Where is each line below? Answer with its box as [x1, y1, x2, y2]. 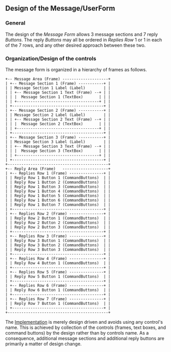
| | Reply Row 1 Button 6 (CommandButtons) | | [5, 198, 111, 203]
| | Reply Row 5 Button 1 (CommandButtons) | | [5, 274, 111, 279]
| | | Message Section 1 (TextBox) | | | [5, 94, 111, 100]
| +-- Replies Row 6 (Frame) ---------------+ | [5, 283, 111, 288]
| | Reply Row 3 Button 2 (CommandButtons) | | [5, 242, 111, 248]
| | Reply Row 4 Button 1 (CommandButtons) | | [5, 260, 111, 266]
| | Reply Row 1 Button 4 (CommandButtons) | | [5, 188, 111, 194]
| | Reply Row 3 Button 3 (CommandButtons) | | [5, 247, 111, 252]
